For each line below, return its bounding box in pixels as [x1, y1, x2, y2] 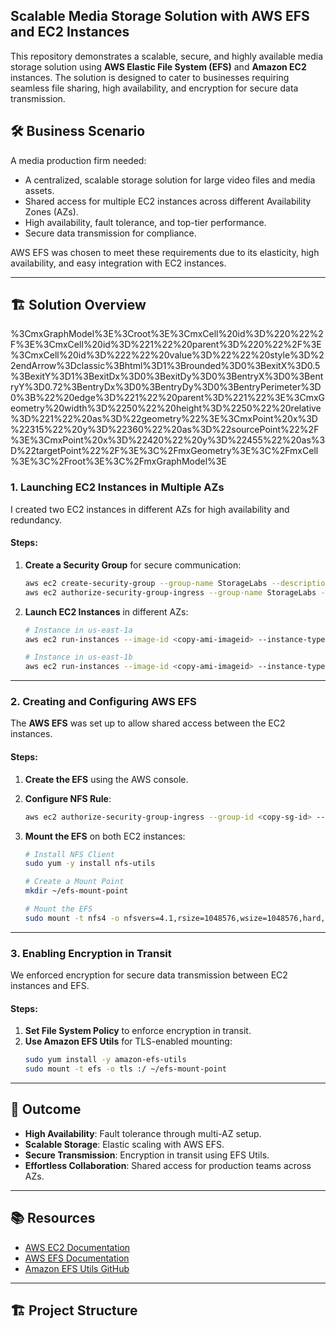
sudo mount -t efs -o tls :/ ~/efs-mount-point [24, 1064, 227, 1074]
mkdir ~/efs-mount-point [24, 886, 129, 896]
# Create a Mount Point [24, 877, 125, 887]
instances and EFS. [10, 980, 90, 992]
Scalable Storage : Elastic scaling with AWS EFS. [24, 1138, 225, 1150]
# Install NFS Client [24, 849, 115, 859]
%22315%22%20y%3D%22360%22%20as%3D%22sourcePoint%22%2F [10, 424, 320, 436]
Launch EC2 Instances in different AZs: [24, 605, 189, 618]
